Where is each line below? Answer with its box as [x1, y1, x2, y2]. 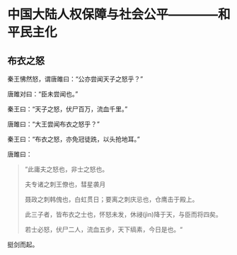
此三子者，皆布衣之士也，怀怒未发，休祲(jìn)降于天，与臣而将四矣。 [24, 210, 223, 218]
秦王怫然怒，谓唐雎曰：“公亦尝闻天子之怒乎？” [7, 75, 144, 83]
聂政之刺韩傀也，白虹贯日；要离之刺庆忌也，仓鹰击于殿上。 [24, 195, 199, 203]
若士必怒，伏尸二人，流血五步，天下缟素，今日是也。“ [24, 225, 183, 234]
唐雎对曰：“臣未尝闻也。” [7, 90, 79, 98]
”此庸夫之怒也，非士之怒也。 [24, 165, 108, 174]
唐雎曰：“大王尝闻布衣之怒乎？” [7, 120, 100, 128]
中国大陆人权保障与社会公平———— [7, 6, 219, 23]
